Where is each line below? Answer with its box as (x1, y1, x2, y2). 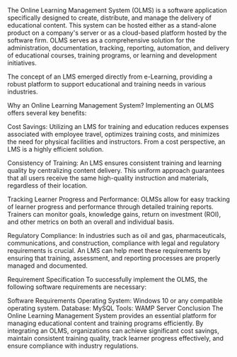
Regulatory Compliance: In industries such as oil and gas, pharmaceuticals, (7, 232, 226, 239)
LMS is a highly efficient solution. (7, 145, 104, 153)
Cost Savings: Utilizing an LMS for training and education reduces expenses (7, 123, 229, 130)
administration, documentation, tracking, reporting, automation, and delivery (7, 44, 230, 52)
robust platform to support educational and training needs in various (7, 80, 207, 88)
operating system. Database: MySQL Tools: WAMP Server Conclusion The (7, 304, 224, 312)
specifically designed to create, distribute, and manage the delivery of (7, 13, 212, 22)
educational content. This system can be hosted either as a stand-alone (7, 21, 217, 29)
